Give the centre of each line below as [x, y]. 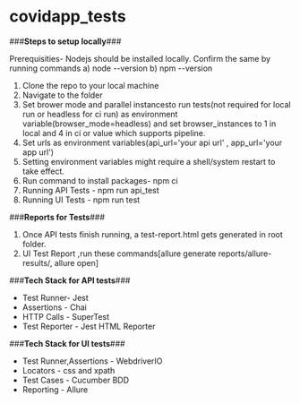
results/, [37, 262]
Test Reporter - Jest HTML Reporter [89, 326]
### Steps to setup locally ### [65, 41]
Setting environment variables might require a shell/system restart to [149, 161]
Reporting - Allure [55, 389]
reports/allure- [245, 254]
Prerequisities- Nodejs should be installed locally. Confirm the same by [140, 58]
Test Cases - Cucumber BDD [76, 380]
